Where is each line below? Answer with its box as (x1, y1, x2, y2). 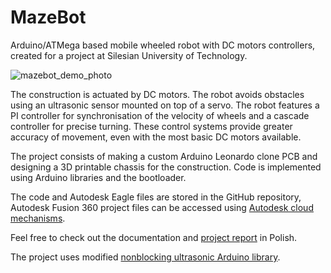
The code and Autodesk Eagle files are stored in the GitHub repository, (10, 191, 302, 203)
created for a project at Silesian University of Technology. (10, 49, 248, 61)
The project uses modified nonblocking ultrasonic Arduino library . (10, 251, 281, 263)
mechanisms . (10, 212, 66, 224)
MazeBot (10, 6, 87, 29)
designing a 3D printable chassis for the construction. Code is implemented (10, 161, 322, 173)
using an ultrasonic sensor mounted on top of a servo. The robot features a (10, 99, 320, 111)
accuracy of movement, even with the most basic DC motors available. (10, 131, 302, 143)
